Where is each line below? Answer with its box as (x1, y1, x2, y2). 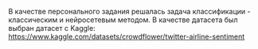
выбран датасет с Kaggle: (8, 24, 96, 32)
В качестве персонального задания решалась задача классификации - (8, 7, 251, 16)
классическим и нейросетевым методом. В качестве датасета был (8, 15, 238, 24)
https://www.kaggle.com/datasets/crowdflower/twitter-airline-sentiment (8, 32, 245, 41)
